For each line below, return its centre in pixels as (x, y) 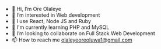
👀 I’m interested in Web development (56, 15)
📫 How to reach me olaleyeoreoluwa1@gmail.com (72, 40)
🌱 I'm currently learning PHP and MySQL (60, 27)
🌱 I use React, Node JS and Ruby (51, 21)
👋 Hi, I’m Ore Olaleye (36, 9)
